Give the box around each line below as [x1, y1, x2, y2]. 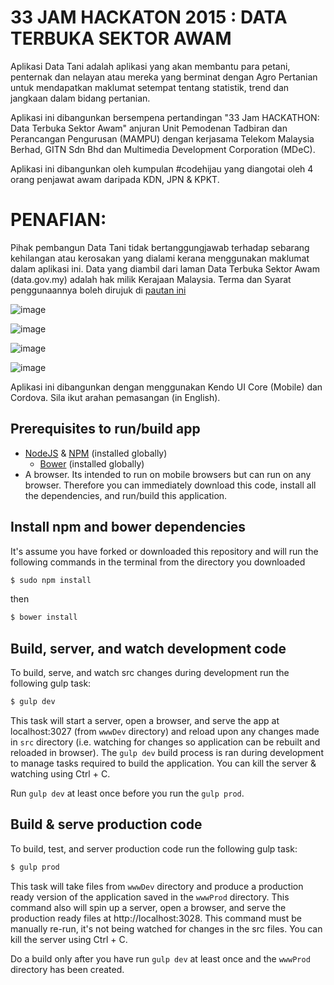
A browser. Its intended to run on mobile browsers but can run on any [24, 468, 312, 480]
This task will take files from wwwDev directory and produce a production [10, 880, 304, 892]
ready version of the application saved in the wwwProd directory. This [10, 891, 290, 903]
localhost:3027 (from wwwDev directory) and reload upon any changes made [10, 725, 320, 737]
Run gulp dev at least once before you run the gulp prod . [10, 787, 245, 799]
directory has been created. [10, 963, 125, 975]
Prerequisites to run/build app [10, 421, 201, 438]
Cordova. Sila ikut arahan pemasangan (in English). [10, 391, 221, 403]
